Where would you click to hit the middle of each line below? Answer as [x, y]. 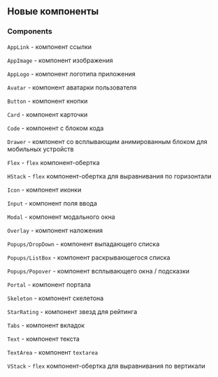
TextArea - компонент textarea [53, 352]
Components [30, 31]
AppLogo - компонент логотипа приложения [72, 73]
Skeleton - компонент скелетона [56, 298]
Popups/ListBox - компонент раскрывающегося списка [89, 257]
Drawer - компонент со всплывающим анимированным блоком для [107, 141]
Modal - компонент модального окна [61, 217]
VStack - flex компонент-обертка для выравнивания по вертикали [107, 366]
